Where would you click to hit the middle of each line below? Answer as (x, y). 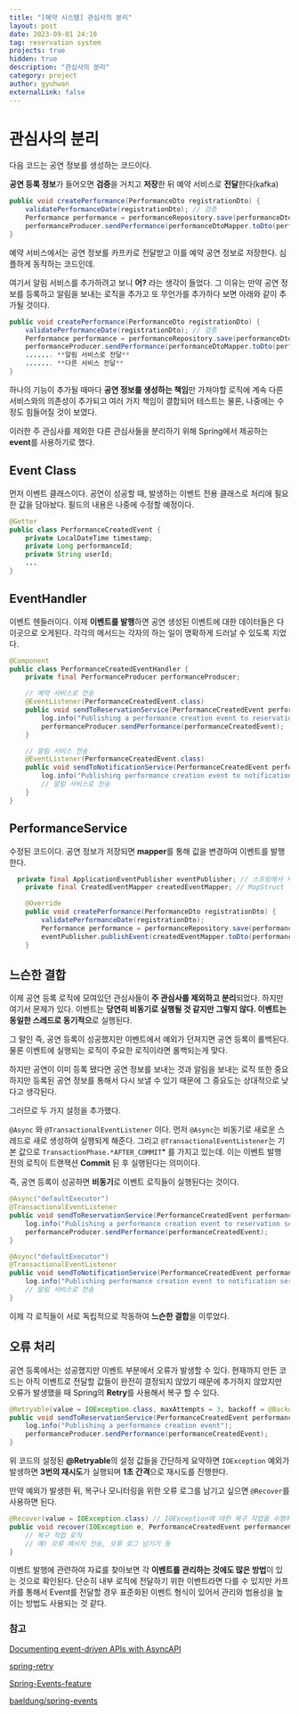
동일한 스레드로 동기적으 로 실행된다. (71, 1020)
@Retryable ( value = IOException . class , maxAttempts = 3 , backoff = (137, 1409)
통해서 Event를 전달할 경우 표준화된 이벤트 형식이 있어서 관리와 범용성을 (149, 1592)
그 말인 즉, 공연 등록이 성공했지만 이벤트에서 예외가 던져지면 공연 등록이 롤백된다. (149, 1039)
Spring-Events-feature (50, 1683)
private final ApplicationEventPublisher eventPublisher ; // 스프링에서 (150, 879)
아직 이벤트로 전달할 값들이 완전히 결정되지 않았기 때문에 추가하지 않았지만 (154, 1381)
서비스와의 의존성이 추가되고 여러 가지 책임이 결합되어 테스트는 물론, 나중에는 (142, 400)
